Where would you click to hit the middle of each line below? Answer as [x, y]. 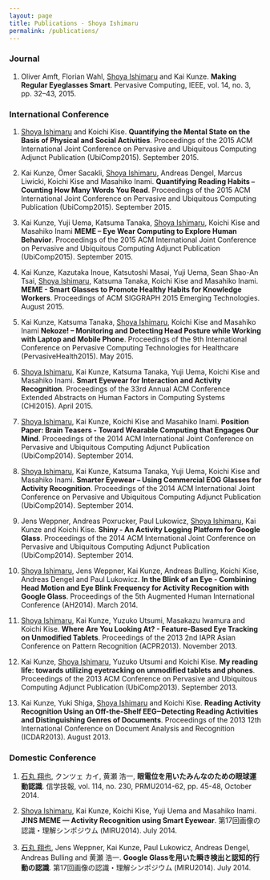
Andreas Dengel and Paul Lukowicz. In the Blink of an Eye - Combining [139, 579]
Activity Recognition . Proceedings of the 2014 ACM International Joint [138, 488]
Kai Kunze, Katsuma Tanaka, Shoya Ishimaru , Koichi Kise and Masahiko [138, 321]
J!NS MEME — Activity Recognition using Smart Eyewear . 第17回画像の [141, 821]
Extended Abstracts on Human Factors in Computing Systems [123, 397]
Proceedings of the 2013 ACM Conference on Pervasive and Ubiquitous [139, 678]
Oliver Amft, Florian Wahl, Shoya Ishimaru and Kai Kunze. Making [129, 76]
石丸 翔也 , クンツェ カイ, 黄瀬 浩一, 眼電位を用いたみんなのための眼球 [135, 776]
